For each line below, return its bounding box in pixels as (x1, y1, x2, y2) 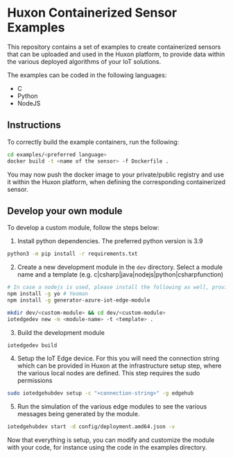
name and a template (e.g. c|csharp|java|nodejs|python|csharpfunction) (17, 270, 224, 279)
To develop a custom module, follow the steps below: (7, 224, 159, 232)
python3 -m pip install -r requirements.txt (7, 250, 138, 258)
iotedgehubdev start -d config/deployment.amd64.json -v (7, 423, 175, 430)
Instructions (7, 120, 61, 131)
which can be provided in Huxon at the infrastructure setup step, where (17, 361, 222, 370)
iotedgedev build (7, 342, 58, 349)
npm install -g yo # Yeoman (7, 291, 89, 297)
